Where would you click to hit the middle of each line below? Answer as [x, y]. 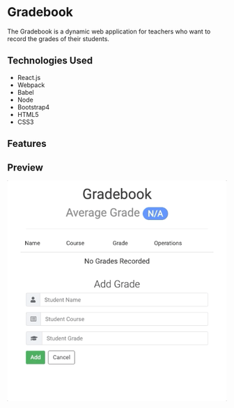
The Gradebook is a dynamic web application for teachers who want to [109, 31]
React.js [29, 77]
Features [27, 144]
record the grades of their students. [58, 38]
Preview [25, 167]
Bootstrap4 [33, 107]
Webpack [31, 85]
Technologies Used [50, 61]
